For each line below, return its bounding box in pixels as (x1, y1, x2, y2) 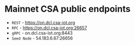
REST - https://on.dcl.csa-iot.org (11, 20, 76, 25)
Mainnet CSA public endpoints (4, 3, 131, 15)
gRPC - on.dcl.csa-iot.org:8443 (11, 30, 73, 36)
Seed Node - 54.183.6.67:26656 (11, 35, 73, 41)
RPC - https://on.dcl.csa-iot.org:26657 (11, 24, 87, 30)
